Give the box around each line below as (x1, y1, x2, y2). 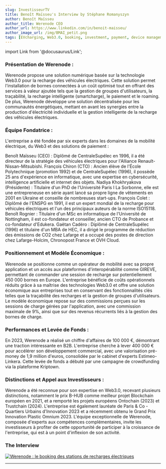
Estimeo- (138, 353, 157, 359)
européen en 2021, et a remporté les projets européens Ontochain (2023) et (5, 398, 160, 404)
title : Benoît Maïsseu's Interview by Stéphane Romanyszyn (5, 12, 129, 17)
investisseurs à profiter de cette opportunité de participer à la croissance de (5, 424, 160, 430)
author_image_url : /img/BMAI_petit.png (5, 30, 87, 35)
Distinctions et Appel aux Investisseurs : (5, 376, 104, 383)
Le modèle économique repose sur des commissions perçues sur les (5, 298, 146, 304)
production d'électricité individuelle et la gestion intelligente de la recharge (5, 109, 157, 115)
